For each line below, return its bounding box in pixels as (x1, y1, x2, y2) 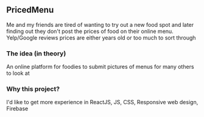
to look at (6, 69, 30, 77)
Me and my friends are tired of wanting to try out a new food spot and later (6, 21, 194, 28)
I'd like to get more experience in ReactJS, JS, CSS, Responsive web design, (6, 99, 199, 106)
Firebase (6, 105, 29, 112)
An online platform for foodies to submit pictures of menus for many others (6, 63, 194, 71)
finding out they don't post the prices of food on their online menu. (6, 27, 174, 35)
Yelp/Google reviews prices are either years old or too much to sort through (6, 34, 196, 41)
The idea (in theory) (6, 49, 66, 57)
